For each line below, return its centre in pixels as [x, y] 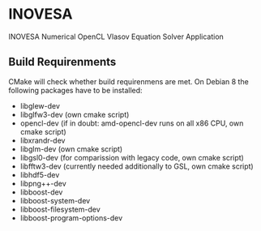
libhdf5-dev [40, 174]
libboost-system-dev [55, 200]
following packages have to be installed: [76, 90]
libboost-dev [41, 192]
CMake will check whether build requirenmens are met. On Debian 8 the [128, 81]
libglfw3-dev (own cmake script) [75, 114]
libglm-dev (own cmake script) [71, 149]
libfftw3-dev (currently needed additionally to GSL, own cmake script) [137, 166]
